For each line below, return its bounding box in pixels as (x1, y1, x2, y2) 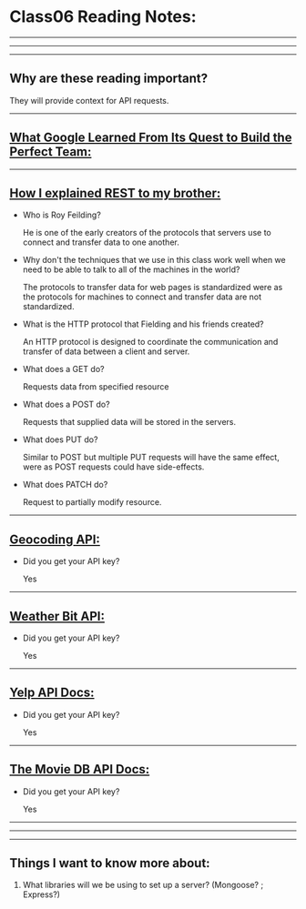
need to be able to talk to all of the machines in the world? (22, 264, 240, 275)
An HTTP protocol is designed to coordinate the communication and (22, 337, 279, 348)
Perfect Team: (9, 144, 92, 160)
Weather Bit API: (9, 608, 105, 624)
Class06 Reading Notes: (9, 6, 198, 27)
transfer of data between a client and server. (22, 346, 190, 357)
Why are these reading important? (9, 71, 209, 86)
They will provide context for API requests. (9, 95, 169, 106)
